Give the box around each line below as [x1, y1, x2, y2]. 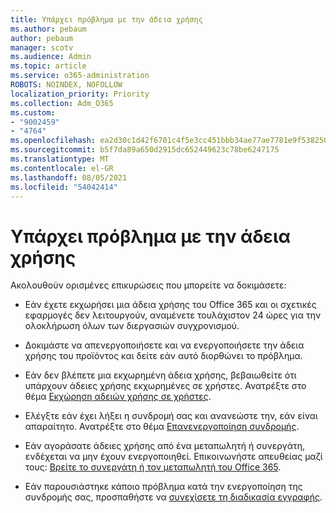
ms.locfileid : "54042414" [10, 182, 118, 192]
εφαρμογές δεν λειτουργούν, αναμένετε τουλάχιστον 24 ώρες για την [24, 309, 322, 321]
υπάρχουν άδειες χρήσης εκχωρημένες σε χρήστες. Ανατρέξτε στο [24, 380, 307, 392]
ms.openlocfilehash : [10, 136, 97, 146]
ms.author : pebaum [10, 24, 87, 34]
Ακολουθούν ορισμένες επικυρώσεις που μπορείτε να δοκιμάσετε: [10, 279, 287, 291]
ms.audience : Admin [10, 52, 92, 62]
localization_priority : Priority [10, 89, 150, 99]
